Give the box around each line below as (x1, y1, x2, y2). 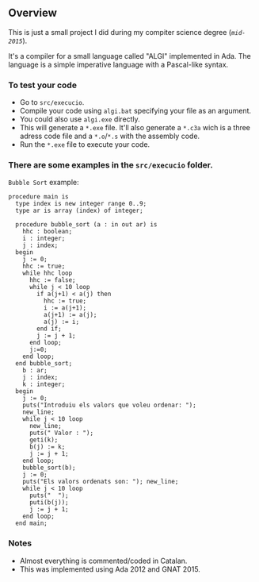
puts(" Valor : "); (29, 429, 93, 437)
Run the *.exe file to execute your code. (19, 140, 150, 149)
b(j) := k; (29, 443, 66, 451)
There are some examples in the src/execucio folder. (8, 160, 214, 171)
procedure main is (8, 193, 69, 201)
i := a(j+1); (43, 304, 87, 312)
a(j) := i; (43, 318, 80, 326)
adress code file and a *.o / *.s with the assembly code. (19, 131, 200, 141)
